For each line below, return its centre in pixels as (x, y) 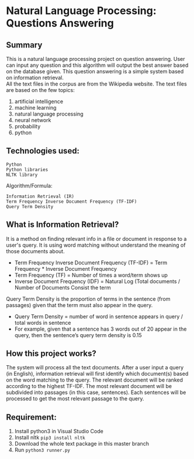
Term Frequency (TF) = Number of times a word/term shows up (91, 275)
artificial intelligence (39, 101)
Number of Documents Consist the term (63, 287)
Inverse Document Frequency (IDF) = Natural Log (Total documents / (97, 281)
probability (27, 126)
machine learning (35, 108)
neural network (33, 120)
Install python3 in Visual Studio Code (59, 431)
